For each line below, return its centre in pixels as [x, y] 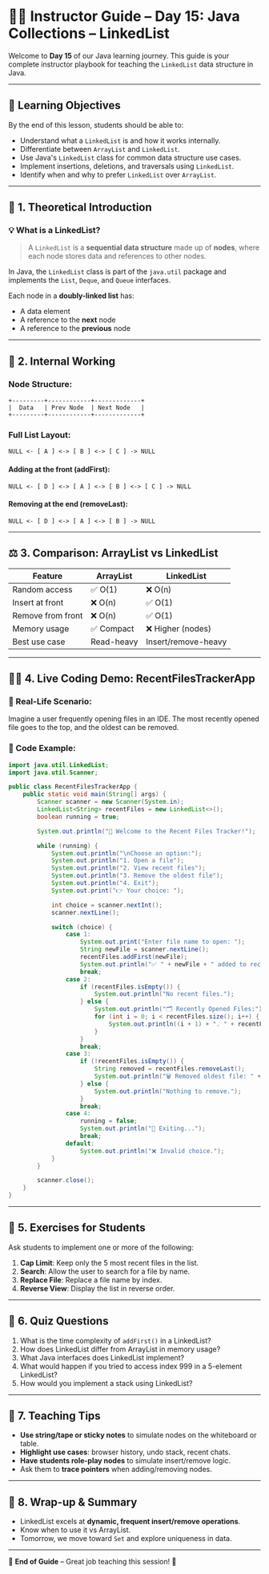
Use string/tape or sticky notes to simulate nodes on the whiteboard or [138, 1435]
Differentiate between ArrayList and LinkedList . [100, 149]
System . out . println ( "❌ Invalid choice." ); [152, 1151]
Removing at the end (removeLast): [68, 504]
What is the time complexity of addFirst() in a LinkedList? [115, 1340]
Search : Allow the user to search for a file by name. [105, 1271]
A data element [45, 312]
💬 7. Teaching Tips [55, 1416]
